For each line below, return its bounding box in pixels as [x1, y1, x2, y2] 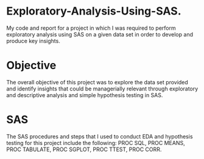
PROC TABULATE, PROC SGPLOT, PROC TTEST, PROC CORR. [6, 146, 162, 153]
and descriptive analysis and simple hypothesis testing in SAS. [6, 91, 163, 98]
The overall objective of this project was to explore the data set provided [6, 78, 189, 86]
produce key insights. [6, 37, 61, 44]
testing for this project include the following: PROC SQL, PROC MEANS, [6, 139, 186, 146]
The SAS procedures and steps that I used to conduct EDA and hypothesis [6, 132, 193, 140]
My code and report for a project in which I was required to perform [6, 24, 176, 32]
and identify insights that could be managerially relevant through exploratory [6, 85, 199, 92]
